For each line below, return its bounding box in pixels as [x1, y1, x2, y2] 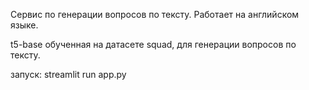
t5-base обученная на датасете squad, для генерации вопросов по [10, 39, 297, 50]
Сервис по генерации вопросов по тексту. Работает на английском [10, 9, 300, 20]
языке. [10, 19, 39, 31]
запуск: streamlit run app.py [10, 69, 127, 80]
